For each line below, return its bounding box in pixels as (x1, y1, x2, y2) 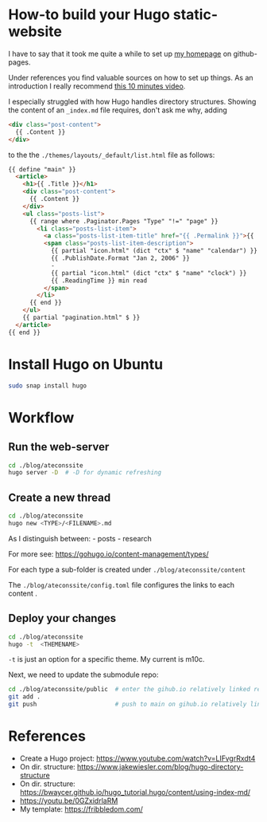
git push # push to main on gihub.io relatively (8, 700, 247, 709)
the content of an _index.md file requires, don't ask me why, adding (8, 105, 228, 115)
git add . (8, 693, 41, 701)
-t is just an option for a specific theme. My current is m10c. (8, 655, 205, 664)
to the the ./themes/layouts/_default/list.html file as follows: (8, 150, 215, 159)
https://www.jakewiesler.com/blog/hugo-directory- (76, 761, 244, 771)
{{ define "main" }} (8, 165, 77, 173)
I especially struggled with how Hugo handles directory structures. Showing (8, 96, 257, 106)
